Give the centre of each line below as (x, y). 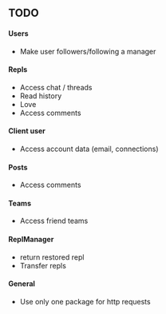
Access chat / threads (56, 87)
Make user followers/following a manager (88, 51)
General (22, 284)
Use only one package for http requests (85, 301)
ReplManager (31, 239)
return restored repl (52, 257)
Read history (41, 96)
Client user (27, 131)
